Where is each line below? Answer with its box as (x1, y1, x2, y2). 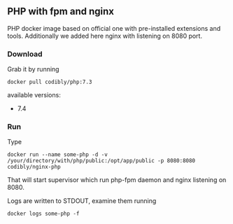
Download (7, 49, 43, 59)
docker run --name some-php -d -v (7, 151, 108, 158)
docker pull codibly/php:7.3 (7, 78, 92, 86)
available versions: (7, 91, 61, 99)
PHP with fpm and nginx (7, 6, 114, 17)
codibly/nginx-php (7, 164, 61, 171)
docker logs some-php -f (7, 210, 80, 218)
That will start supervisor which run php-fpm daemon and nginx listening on (7, 176, 227, 184)
